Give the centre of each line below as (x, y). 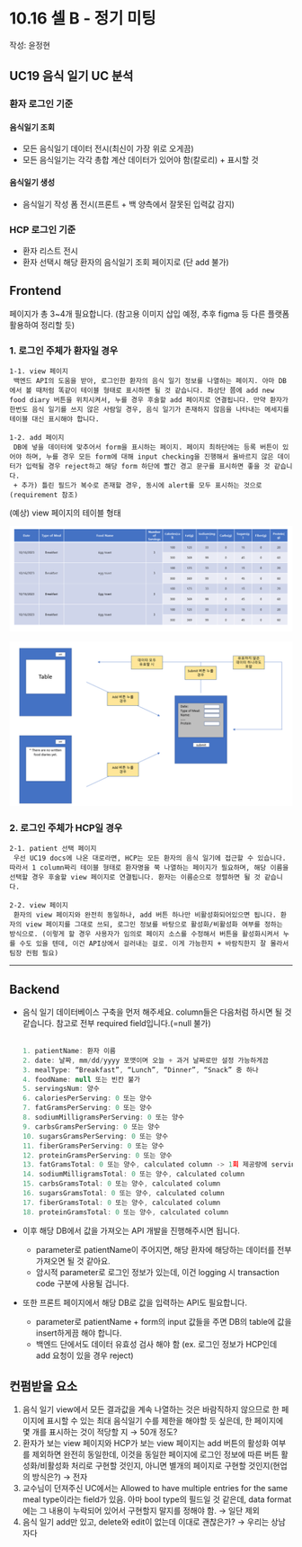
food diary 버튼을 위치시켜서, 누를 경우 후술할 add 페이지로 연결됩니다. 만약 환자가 (149, 400)
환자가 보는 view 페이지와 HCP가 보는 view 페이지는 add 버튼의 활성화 (146, 1444)
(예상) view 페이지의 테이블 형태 (65, 513)
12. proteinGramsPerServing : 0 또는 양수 (97, 1155)
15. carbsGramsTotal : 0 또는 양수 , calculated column (121, 1184)
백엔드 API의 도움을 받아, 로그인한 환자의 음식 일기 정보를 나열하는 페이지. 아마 (144, 381)
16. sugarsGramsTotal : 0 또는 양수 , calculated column (123, 1194)
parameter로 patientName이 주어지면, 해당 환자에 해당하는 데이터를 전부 (164, 1249)
